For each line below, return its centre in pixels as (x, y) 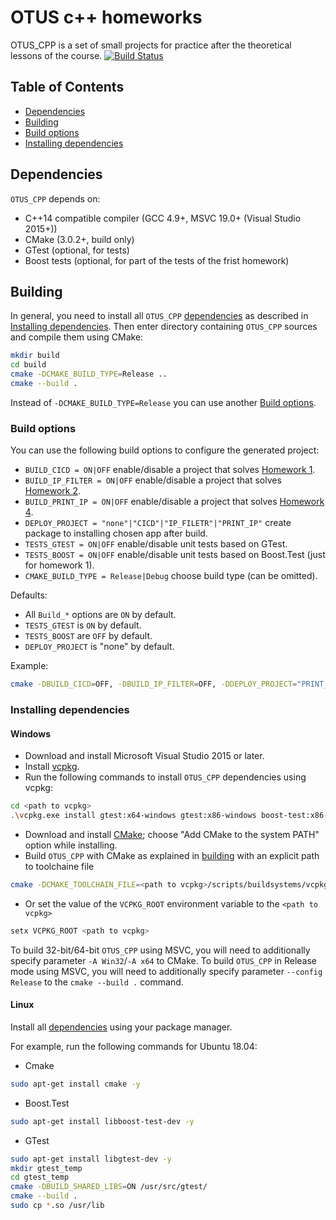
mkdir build (35, 356)
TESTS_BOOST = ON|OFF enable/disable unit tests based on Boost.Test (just (175, 555)
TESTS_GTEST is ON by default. (83, 625)
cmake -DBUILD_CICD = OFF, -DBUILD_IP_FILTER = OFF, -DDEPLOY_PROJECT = (154, 684)
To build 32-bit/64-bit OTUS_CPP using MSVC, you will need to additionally (160, 950)
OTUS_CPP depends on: (55, 198)
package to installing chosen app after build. (116, 533)
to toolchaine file (59, 866)
